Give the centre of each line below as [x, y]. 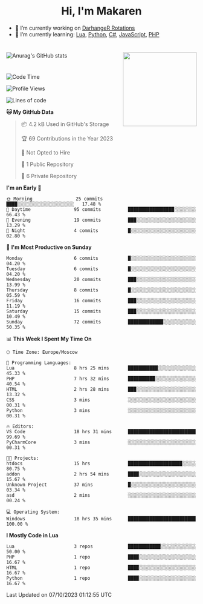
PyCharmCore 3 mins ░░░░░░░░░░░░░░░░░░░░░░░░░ [101, 443]
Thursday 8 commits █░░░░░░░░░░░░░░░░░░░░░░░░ [101, 290]
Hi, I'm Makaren [101, 11]
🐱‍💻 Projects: [23, 459]
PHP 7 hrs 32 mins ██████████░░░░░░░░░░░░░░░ [101, 379]
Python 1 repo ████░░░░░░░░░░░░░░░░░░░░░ [101, 579]
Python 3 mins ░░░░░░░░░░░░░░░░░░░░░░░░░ [101, 411]
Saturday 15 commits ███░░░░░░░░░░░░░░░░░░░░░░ [101, 311]
